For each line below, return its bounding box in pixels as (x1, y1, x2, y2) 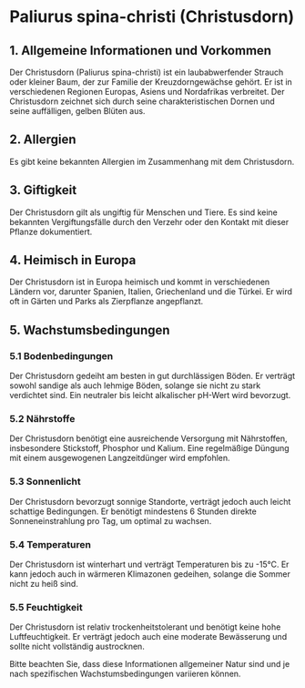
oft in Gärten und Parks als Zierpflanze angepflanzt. (9, 296, 204, 307)
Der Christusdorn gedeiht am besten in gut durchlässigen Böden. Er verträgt (9, 371, 296, 382)
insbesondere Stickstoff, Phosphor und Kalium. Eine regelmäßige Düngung (9, 443, 290, 454)
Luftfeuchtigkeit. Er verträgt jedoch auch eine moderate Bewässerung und (9, 632, 288, 642)
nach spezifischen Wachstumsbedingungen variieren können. (9, 668, 241, 680)
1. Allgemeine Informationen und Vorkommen (9, 43, 271, 58)
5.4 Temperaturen (9, 538, 91, 550)
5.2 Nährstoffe (9, 413, 76, 426)
